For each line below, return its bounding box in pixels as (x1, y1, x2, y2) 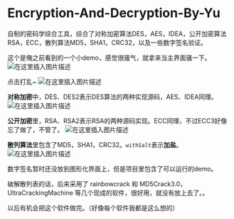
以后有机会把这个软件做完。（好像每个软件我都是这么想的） (7, 203, 179, 212)
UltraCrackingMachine (7, 188, 73, 197)
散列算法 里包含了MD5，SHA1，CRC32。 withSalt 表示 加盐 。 (7, 140, 183, 149)
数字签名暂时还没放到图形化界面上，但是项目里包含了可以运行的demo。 (7, 164, 218, 173)
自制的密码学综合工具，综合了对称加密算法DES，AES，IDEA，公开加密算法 (7, 29, 227, 38)
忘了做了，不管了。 (7, 125, 64, 134)
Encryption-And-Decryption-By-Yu (7, 5, 220, 21)
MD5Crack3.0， (139, 179, 187, 188)
